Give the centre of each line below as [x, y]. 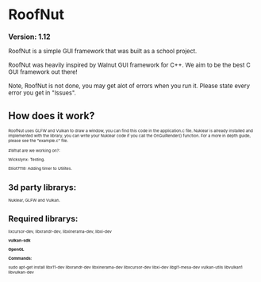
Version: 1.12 [29, 37]
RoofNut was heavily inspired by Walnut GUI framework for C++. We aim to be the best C [130, 65]
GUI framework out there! [43, 72]
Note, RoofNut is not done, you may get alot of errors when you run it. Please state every [129, 86]
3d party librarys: [42, 187]
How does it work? [52, 116]
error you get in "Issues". [42, 93]
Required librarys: [43, 218]
